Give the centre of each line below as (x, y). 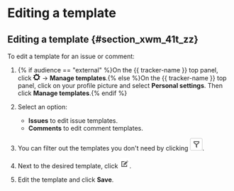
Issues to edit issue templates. (73, 121)
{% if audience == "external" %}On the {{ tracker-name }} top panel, (118, 70)
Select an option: (42, 107)
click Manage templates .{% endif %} (72, 93)
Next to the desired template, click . (74, 166)
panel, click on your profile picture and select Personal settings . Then (120, 86)
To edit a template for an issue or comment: (71, 56)
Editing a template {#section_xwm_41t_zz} (103, 39)
